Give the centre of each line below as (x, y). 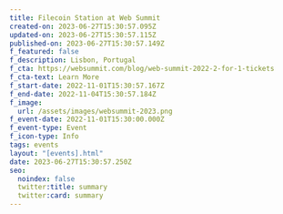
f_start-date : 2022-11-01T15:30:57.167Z (87, 86)
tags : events (34, 145)
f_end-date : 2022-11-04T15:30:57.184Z (83, 94)
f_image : (26, 102)
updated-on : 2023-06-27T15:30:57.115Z (83, 35)
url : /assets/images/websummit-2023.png (95, 111)
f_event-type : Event (49, 128)
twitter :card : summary (61, 196)
